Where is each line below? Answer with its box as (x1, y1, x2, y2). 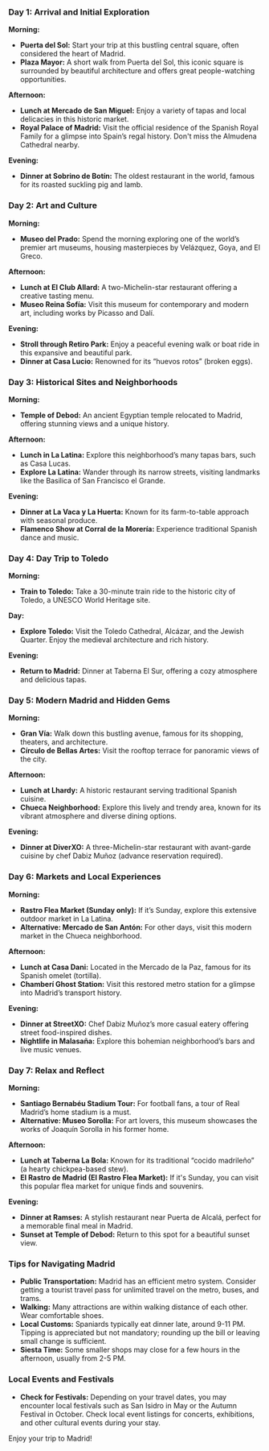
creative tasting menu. (19, 291, 95, 301)
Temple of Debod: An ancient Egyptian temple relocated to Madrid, (19, 410, 243, 420)
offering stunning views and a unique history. (19, 418, 170, 429)
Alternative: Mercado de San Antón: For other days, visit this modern (19, 922, 252, 932)
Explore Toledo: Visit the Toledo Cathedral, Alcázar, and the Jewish (19, 627, 244, 636)
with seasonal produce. (19, 515, 98, 525)
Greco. (19, 251, 43, 260)
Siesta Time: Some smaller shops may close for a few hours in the (19, 1345, 241, 1355)
